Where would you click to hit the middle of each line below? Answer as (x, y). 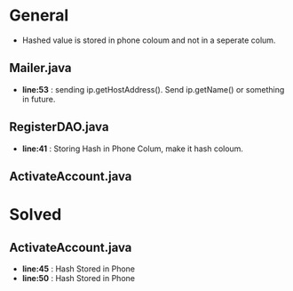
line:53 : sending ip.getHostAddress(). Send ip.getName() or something (153, 89)
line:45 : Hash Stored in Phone (79, 269)
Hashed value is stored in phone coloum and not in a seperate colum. (149, 40)
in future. (39, 99)
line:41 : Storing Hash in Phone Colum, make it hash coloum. (133, 149)
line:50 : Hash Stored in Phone (79, 278)
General (39, 16)
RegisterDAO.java (59, 127)
